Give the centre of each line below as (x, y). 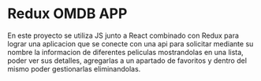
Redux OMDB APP (67, 14)
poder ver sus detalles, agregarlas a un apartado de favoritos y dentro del (127, 61)
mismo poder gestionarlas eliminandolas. (74, 68)
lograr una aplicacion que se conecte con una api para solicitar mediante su (130, 43)
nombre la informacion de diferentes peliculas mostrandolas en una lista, (125, 52)
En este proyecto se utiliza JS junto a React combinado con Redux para (123, 35)
